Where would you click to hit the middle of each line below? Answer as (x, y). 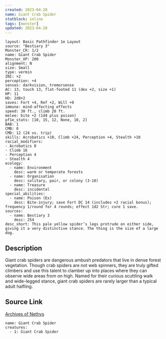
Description (24, 248)
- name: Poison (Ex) (31, 198)
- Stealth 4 (17, 159)
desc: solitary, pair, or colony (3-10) (56, 181)
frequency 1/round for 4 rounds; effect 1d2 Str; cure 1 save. (72, 207)
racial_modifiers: (24, 142)
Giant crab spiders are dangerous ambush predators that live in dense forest (83, 260)
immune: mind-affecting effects (38, 107)
